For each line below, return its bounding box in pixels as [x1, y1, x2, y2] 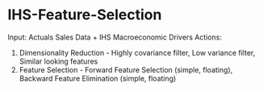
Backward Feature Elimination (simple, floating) [19, 73, 177, 83]
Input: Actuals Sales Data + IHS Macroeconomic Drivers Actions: [7, 32, 223, 42]
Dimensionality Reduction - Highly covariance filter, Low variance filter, [19, 48, 256, 57]
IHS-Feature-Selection [7, 6, 162, 24]
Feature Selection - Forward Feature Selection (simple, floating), [19, 64, 233, 74]
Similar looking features [19, 56, 98, 66]
